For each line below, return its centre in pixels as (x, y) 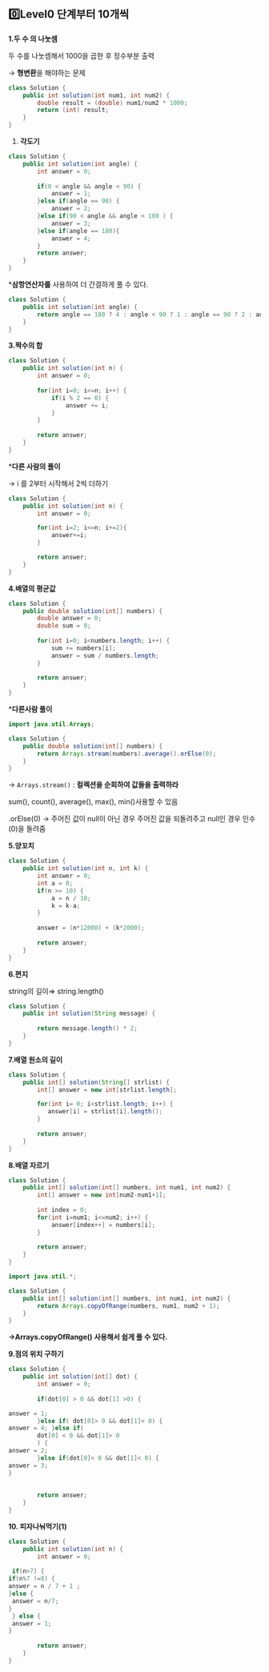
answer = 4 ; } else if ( (46, 1428)
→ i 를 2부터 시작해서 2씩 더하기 (58, 483)
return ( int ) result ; (73, 110)
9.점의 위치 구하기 (36, 1354)
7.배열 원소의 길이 (35, 1060)
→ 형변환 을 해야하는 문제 (47, 72)
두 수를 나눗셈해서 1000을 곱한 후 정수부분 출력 (81, 55)
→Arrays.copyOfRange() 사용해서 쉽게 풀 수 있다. (88, 1337)
